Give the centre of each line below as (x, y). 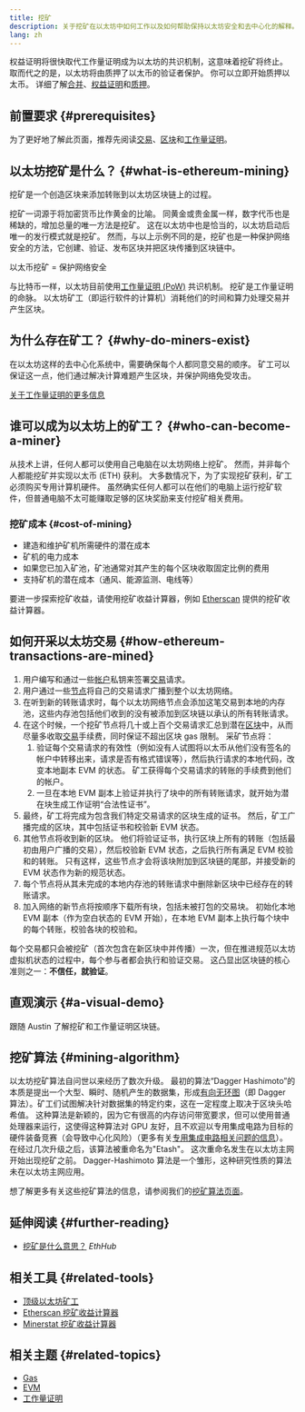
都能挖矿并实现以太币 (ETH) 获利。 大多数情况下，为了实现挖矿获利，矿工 (154, 475)
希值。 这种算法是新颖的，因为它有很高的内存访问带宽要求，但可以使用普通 (150, 1115)
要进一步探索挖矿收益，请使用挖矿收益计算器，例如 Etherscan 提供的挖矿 (146, 598)
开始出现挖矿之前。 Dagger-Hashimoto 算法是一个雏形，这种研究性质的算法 (151, 1160)
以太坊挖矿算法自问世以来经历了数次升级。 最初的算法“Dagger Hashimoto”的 (152, 1081)
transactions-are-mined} (82, 656)
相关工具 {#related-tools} (82, 1278)
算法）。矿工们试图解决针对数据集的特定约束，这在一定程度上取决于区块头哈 (151, 1104)
